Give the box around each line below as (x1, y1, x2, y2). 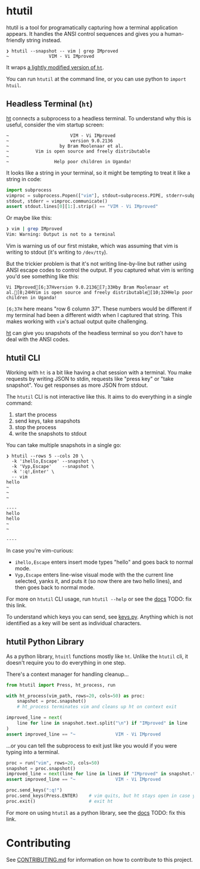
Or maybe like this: (6, 215, 52, 222)
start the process (14, 411, 57, 418)
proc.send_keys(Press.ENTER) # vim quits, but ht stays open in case (6, 793, 190, 799)
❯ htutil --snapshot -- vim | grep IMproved (6, 48, 118, 54)
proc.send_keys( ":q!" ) (6, 787, 62, 793)
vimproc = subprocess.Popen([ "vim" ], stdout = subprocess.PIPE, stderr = (6, 193, 185, 198)
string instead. (26, 36, 62, 44)
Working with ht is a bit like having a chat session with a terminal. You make (6, 368, 192, 376)
